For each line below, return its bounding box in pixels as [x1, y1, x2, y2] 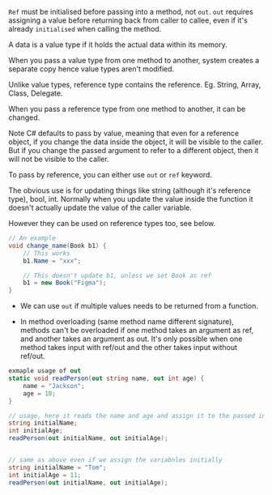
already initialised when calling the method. [8, 24, 162, 33]
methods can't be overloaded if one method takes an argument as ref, [19, 326, 254, 335]
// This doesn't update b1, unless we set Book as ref [23, 271, 212, 280]
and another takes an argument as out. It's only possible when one [19, 334, 243, 344]
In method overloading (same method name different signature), [19, 317, 235, 326]
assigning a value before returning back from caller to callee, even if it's [8, 15, 249, 25]
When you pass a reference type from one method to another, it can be [8, 105, 246, 113]
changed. [8, 113, 40, 122]
